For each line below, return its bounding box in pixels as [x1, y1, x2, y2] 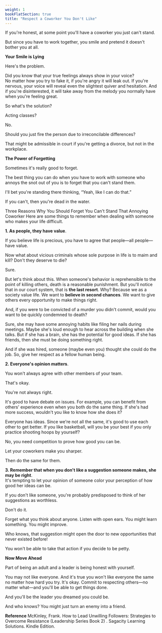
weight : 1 [5, 7, 25, 12]
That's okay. [5, 380, 30, 386]
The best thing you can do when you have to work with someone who [5, 175, 145, 181]
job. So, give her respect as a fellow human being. [5, 352, 106, 358]
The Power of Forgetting [5, 156, 56, 161]
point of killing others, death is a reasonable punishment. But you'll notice [5, 282, 153, 288]
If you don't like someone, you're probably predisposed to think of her [5, 492, 146, 498]
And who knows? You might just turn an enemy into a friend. [5, 604, 126, 610]
